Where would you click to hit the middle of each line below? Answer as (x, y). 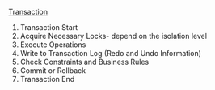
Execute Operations (53, 45)
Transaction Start (49, 27)
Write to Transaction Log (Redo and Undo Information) (111, 53)
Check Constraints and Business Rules (84, 62)
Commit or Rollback (53, 71)
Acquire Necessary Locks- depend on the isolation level (114, 36)
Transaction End (47, 79)
